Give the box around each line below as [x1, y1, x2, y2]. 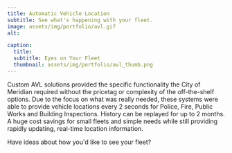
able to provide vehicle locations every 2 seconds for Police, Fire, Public [7, 102, 213, 111]
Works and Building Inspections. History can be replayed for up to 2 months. [7, 109, 225, 118]
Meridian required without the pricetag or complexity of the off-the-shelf [7, 87, 215, 96]
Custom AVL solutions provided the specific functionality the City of [7, 80, 201, 89]
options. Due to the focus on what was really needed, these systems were [7, 95, 218, 103]
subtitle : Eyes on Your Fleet [13, 55, 100, 62]
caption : [7, 42, 33, 49]
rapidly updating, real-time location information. [7, 124, 143, 132]
